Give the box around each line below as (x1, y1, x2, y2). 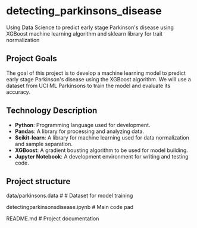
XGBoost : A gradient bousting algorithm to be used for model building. (14, 147, 189, 154)
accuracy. (6, 88, 31, 96)
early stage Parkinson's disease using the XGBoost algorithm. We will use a (6, 75, 192, 83)
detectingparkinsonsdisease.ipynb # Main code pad (6, 204, 134, 211)
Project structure (6, 176, 71, 186)
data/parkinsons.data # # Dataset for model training (6, 192, 133, 199)
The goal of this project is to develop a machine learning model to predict (6, 69, 186, 77)
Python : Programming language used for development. (14, 121, 151, 128)
